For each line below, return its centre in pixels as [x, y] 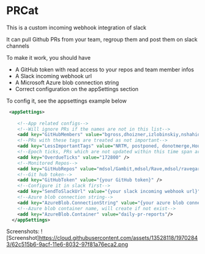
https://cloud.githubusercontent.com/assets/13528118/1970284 [118, 238]
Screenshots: [23, 231]
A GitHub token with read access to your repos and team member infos [104, 69]
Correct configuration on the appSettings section [77, 89]
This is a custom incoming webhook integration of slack [76, 27]
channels [18, 46]
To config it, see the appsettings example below [67, 101]
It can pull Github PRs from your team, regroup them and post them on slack [102, 39]
